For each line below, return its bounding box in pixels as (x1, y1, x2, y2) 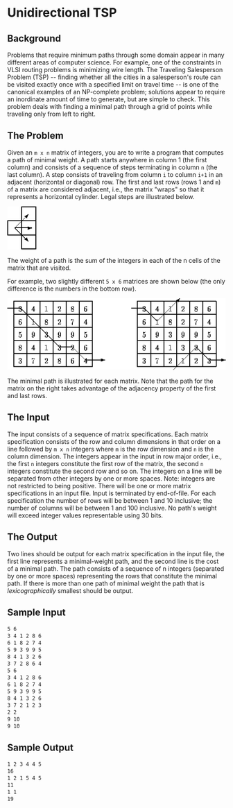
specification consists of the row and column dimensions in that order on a (7, 437, 221, 445)
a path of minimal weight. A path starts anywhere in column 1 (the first (7, 155, 207, 164)
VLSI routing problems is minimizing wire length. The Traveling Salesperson (7, 66, 223, 74)
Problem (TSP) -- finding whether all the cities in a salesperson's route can (7, 73, 221, 81)
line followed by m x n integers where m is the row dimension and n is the (7, 445, 214, 453)
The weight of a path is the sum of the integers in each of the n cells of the (7, 256, 221, 264)
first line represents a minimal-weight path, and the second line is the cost (7, 557, 219, 565)
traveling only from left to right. (7, 110, 96, 118)
